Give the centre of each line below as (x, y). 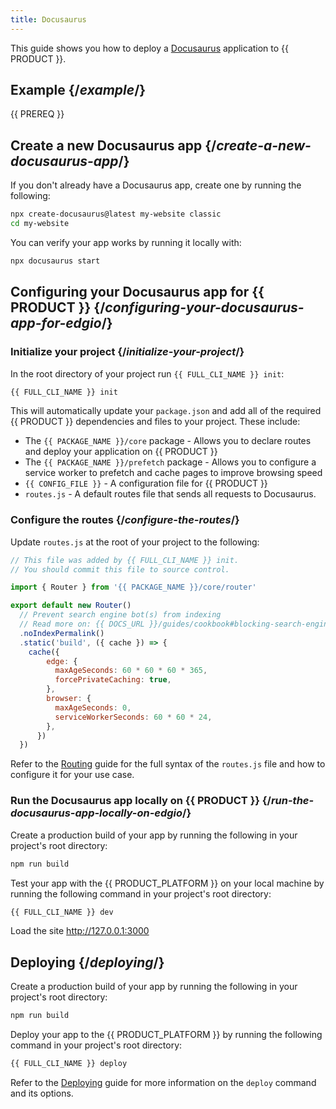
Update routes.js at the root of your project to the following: (135, 542)
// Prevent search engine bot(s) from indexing (120, 615)
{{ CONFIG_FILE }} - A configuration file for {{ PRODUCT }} (146, 483)
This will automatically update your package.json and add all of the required (166, 411)
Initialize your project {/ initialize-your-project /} (127, 352)
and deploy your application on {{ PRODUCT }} (121, 452)
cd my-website (40, 224)
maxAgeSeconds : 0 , (93, 707)
